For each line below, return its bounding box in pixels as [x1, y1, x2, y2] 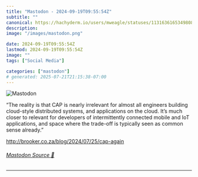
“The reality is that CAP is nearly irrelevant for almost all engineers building [6, 101, 189, 109]
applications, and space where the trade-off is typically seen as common [6, 120, 184, 127]
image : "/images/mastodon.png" [6, 31, 83, 37]
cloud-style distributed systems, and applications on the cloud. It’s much [6, 107, 183, 115]
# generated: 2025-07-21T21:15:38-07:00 [6, 74, 107, 80]
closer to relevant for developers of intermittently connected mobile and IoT [6, 114, 190, 121]
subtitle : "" [6, 14, 38, 20]
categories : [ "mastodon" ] [6, 68, 70, 74]
